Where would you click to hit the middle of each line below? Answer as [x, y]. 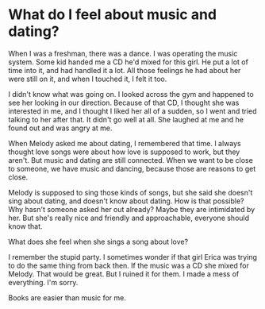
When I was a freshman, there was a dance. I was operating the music [123, 53]
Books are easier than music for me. [67, 297]
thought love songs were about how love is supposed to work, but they [124, 152]
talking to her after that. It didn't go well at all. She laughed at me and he [126, 119]
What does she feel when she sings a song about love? [98, 241]
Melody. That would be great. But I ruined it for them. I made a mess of [124, 274]
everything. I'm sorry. [43, 282]
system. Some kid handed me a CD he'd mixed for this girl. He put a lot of [128, 62]
